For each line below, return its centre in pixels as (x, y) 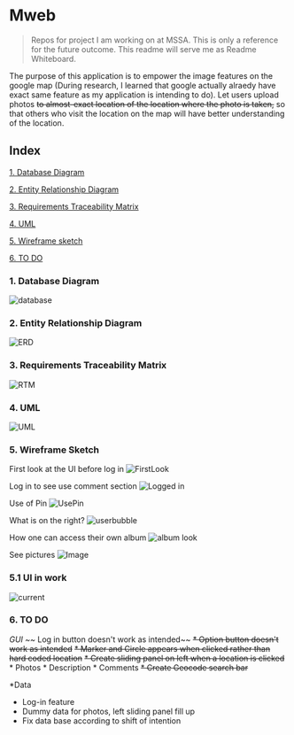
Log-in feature (48, 701)
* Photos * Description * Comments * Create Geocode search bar (129, 667)
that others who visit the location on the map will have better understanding (147, 113)
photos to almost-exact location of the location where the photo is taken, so (147, 104)
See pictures (32, 555)
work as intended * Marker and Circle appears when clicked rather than (140, 648)
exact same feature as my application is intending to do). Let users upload (144, 95)
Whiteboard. (54, 58)
